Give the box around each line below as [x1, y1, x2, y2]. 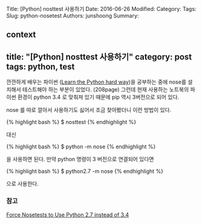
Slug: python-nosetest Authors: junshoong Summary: [6, 12, 139, 19]
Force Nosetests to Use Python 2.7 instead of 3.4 [6, 211, 129, 218]
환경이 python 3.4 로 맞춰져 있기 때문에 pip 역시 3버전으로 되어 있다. [17, 93, 180, 101]
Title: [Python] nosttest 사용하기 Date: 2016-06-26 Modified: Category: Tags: [6, 5, 197, 12]
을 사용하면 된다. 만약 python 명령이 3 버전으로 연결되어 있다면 [6, 156, 154, 163]
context [6, 30, 36, 40]
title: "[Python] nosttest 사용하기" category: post [6, 51, 192, 62]
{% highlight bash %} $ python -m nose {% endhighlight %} [6, 143, 156, 150]
